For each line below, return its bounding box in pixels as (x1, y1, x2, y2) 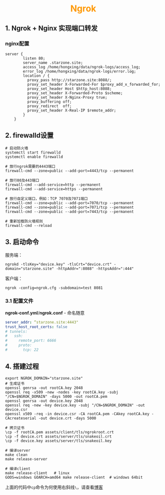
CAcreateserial (5, 416, 37, 421)
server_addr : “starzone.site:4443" (5, 320, 79, 325)
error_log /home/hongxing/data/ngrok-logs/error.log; (23, 69, 136, 74)
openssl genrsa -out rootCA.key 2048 (5, 385, 83, 390)
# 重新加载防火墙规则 (5, 219, 43, 223)
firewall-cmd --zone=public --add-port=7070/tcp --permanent (5, 200, 134, 206)
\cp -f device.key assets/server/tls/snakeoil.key (5, 438, 112, 443)
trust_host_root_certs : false (5, 324, 68, 330)
